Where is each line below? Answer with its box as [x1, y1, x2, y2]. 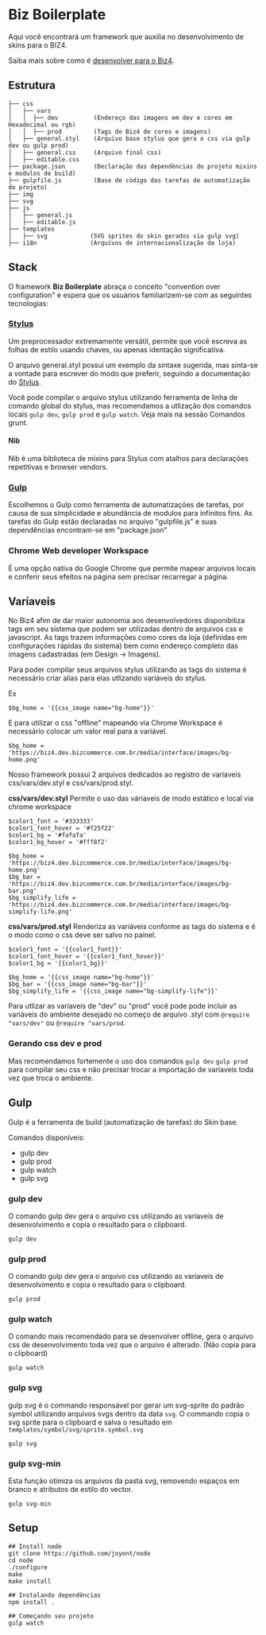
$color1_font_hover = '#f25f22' [8, 824, 115, 832]
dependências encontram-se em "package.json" [8, 525, 168, 535]
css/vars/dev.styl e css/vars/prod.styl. [8, 778, 133, 788]
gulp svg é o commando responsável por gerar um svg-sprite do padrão [8, 1401, 245, 1410]
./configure [8, 1563, 48, 1571]
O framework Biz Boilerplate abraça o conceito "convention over [8, 281, 221, 291]
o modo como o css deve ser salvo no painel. [8, 930, 156, 940]
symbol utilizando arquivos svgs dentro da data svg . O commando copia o [8, 1408, 250, 1418]
